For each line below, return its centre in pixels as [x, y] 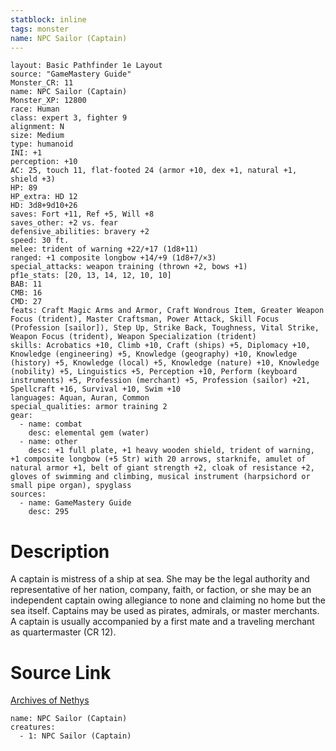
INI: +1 [26, 153]
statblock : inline [48, 19]
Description [60, 551]
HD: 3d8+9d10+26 [44, 206]
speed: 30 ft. [40, 241]
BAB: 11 [26, 284]
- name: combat [51, 424]
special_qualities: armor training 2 [89, 407]
